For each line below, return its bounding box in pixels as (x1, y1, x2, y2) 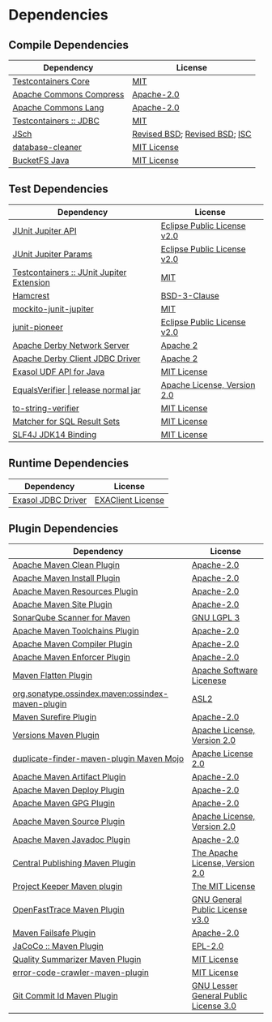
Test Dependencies (8, 182, 108, 196)
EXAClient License (94, 494, 164, 505)
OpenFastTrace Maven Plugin (12, 904, 125, 916)
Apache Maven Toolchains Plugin (12, 625, 139, 637)
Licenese (191, 675, 227, 686)
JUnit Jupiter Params (12, 248, 93, 260)
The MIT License (191, 881, 256, 892)
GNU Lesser (191, 980, 239, 991)
